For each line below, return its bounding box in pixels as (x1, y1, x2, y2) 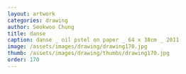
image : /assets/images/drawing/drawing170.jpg (7, 43, 148, 50)
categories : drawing (7, 17, 69, 24)
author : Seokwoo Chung (7, 23, 75, 30)
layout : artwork (7, 10, 55, 18)
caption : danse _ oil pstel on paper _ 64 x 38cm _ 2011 (7, 37, 180, 44)
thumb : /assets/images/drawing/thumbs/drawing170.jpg (7, 50, 170, 57)
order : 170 (7, 56, 40, 63)
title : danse (7, 30, 46, 37)
